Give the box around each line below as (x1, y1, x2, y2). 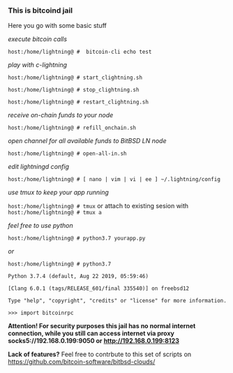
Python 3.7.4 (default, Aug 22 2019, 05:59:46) (8, 273, 149, 280)
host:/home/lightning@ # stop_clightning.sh (8, 87, 140, 94)
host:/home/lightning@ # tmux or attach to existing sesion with (8, 202, 189, 210)
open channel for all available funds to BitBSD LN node (8, 137, 167, 145)
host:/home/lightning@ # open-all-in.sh (8, 150, 128, 157)
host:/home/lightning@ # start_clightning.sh (8, 74, 142, 82)
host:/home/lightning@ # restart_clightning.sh (8, 98, 149, 106)
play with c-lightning (8, 61, 68, 69)
